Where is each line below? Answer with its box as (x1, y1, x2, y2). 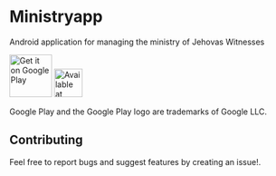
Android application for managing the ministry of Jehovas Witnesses (9, 36, 265, 47)
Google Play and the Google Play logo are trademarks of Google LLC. (9, 106, 268, 117)
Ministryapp (9, 6, 103, 27)
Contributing (9, 132, 83, 148)
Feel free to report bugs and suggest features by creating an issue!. (9, 156, 262, 167)
